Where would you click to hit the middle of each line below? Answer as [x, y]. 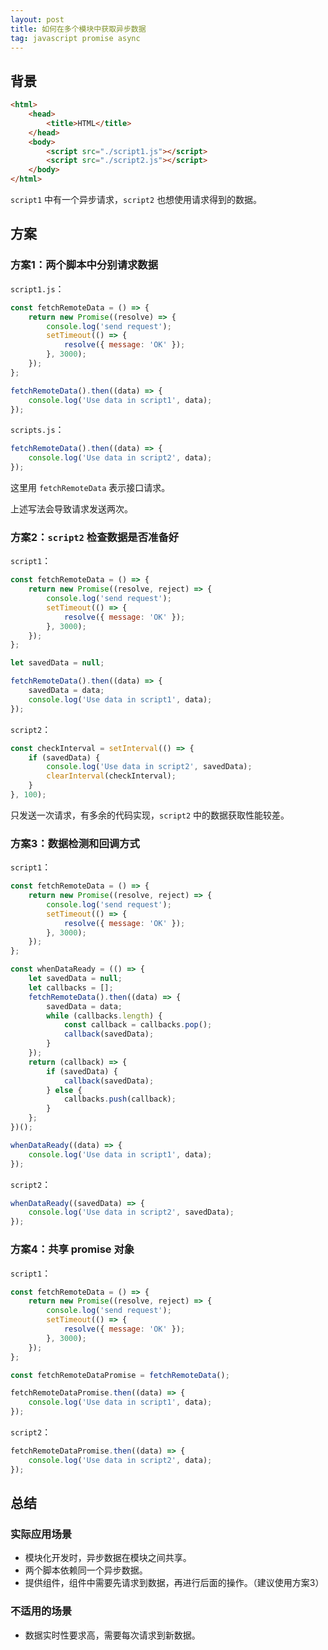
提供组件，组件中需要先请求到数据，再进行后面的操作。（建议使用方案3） [174, 1583]
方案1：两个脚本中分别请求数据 [84, 265]
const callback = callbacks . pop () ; [138, 1025]
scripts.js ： [37, 430]
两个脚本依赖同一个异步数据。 [86, 1570]
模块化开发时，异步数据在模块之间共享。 [108, 1558]
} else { [64, 1090]
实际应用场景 [41, 1534]
